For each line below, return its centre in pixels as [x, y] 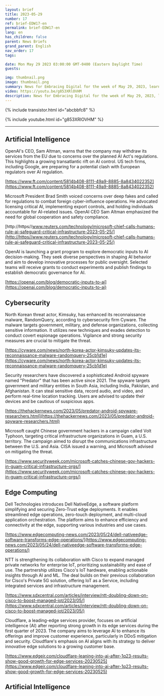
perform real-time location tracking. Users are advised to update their [75, 396]
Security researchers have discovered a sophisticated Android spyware [77, 375]
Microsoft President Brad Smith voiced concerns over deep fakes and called [82, 196]
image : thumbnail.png [27, 82]
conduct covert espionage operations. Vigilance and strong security [73, 335]
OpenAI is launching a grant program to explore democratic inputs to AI [77, 252]
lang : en [14, 32]
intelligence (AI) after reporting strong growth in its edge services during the [82, 625]
